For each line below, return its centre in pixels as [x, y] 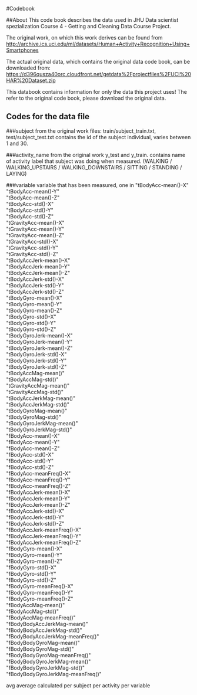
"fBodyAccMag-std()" [33, 611]
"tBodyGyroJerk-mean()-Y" [39, 342]
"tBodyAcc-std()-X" [30, 204]
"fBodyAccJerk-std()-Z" [35, 523]
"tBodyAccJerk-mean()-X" [38, 260]
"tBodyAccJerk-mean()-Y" [38, 266]
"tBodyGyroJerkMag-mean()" [42, 423]
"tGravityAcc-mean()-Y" [35, 229]
